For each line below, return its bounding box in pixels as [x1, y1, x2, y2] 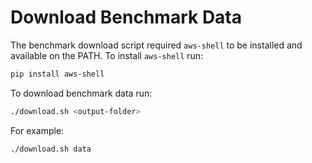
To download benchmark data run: [10, 87, 153, 99]
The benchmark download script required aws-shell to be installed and [10, 39, 303, 51]
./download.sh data [10, 144, 92, 154]
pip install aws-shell [10, 69, 105, 79]
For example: [10, 124, 65, 136]
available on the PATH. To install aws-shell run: [10, 49, 204, 61]
